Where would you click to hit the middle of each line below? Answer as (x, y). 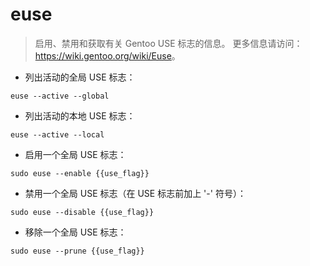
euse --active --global (60, 96)
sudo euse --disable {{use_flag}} (82, 212)
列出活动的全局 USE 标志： (80, 77)
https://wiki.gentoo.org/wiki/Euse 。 (107, 55)
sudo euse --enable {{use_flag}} (80, 173)
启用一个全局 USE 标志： (75, 154)
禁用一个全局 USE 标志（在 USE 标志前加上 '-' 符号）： (135, 193)
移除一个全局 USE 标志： (75, 232)
